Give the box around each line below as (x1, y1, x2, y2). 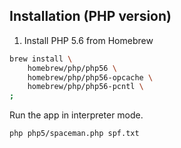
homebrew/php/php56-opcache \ (27, 72, 154, 83)
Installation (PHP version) (9, 8, 172, 25)
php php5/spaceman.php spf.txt (9, 129, 140, 139)
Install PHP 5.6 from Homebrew (23, 34, 154, 46)
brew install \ (9, 54, 73, 64)
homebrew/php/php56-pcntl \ (27, 82, 144, 92)
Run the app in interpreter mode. (9, 109, 144, 121)
